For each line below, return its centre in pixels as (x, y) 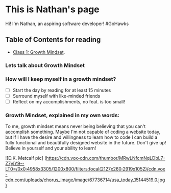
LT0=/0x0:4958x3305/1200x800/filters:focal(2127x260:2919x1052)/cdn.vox (85, 169)
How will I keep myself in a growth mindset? (61, 79)
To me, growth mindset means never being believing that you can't (76, 126)
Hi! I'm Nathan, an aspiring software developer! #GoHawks (67, 24)
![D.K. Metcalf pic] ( (26, 158)
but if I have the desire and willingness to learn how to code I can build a (81, 137)
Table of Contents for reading (53, 40)
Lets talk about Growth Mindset (45, 65)
